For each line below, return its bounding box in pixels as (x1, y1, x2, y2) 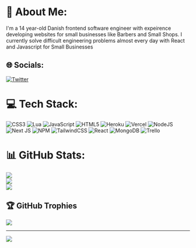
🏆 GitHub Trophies (6, 201, 78, 211)
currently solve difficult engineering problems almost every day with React (6, 37, 185, 44)
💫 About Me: (6, 5, 68, 19)
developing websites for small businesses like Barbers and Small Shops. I (6, 30, 183, 37)
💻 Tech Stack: (6, 97, 78, 111)
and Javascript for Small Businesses (6, 43, 93, 50)
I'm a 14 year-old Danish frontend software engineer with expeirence (6, 25, 171, 32)
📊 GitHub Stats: (6, 149, 86, 161)
